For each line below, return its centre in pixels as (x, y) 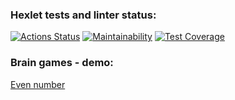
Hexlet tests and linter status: (83, 15)
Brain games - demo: (62, 63)
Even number (38, 84)
